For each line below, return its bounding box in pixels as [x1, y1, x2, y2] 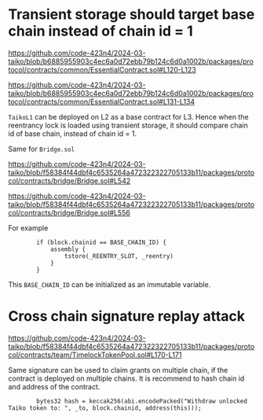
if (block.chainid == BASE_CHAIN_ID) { [36, 238, 167, 246]
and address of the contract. [8, 381, 100, 391]
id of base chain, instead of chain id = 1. [8, 128, 137, 138]
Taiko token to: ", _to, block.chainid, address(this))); [8, 403, 202, 412]
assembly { [49, 245, 86, 253]
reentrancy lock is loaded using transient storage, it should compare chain [8, 120, 249, 130]
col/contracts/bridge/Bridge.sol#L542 [8, 175, 131, 186]
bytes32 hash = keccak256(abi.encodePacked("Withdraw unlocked [36, 397, 247, 405]
